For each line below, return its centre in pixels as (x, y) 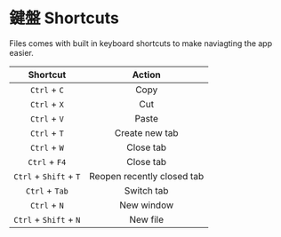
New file (147, 219)
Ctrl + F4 (47, 162)
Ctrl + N (47, 205)
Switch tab (146, 190)
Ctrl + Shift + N (47, 219)
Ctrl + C (47, 90)
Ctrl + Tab (47, 190)
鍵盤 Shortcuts (64, 18)
